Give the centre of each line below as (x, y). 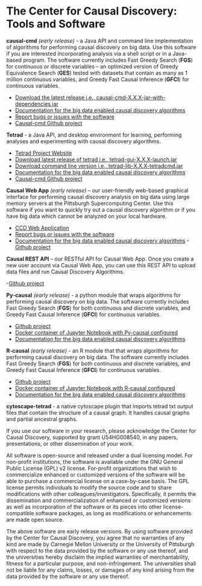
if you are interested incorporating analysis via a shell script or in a (89, 53)
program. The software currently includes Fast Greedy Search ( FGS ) (108, 60)
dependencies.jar (37, 103)
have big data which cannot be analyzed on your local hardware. (87, 216)
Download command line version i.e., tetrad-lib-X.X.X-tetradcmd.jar (99, 166)
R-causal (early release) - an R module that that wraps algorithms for (92, 350)
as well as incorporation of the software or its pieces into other (84, 507)
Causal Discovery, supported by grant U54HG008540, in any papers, (92, 437)
